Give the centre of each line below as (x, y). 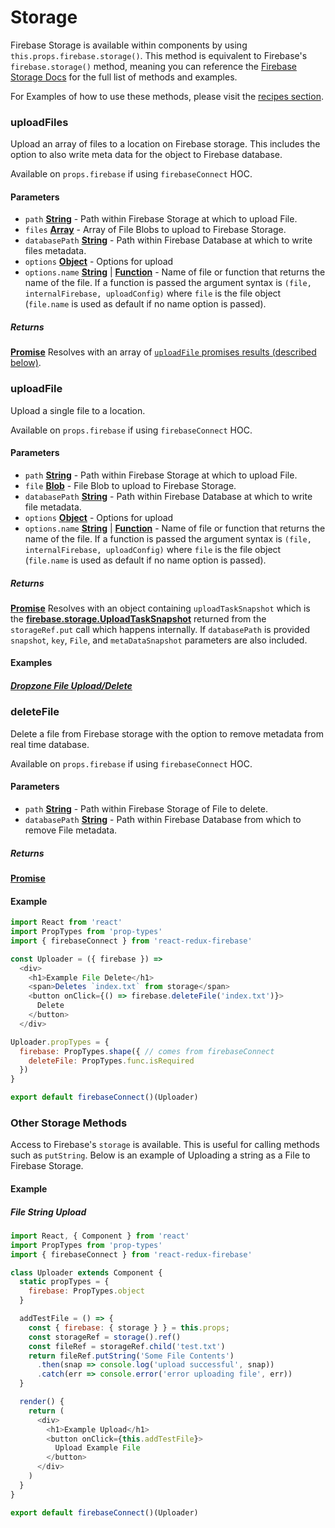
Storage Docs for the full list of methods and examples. (124, 77)
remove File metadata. (71, 830)
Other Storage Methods (69, 1123)
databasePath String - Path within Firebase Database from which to (163, 820)
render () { (42, 1402)
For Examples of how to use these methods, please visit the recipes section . (167, 96)
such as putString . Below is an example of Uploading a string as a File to (160, 1155)
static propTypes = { (64, 1282)
